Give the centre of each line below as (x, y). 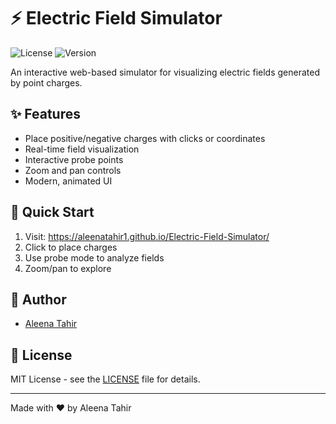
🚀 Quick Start (52, 212)
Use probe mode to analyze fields (94, 257)
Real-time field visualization (82, 149)
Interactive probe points (74, 159)
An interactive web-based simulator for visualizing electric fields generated (165, 72)
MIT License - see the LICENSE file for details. (105, 379)
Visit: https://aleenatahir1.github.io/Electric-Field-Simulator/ (147, 236)
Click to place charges (71, 247)
